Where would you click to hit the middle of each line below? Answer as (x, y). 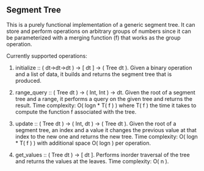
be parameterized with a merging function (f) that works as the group (94, 37)
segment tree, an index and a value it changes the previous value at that (106, 130)
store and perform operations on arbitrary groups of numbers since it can (99, 31)
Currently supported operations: (47, 56)
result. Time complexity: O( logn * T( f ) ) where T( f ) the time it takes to (106, 105)
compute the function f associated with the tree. (76, 111)
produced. (28, 80)
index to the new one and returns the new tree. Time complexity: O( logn (107, 136)
